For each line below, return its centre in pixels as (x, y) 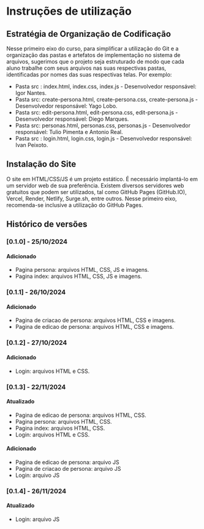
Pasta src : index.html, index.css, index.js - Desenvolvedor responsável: (106, 86)
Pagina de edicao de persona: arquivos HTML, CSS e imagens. (94, 327)
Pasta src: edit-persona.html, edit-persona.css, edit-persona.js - (96, 112)
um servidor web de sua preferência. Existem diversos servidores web (95, 186)
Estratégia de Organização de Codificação (89, 34)
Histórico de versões (47, 224)
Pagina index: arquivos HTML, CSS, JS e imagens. (78, 276)
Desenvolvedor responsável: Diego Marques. (72, 119)
